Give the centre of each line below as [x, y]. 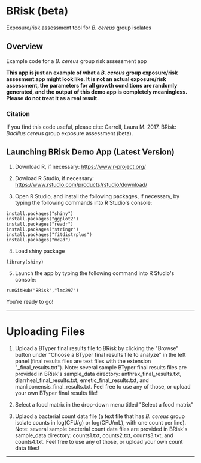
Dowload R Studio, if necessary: [54, 178]
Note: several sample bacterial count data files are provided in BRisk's [101, 429]
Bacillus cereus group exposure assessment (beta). [70, 133]
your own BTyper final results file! [56, 393]
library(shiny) [25, 262]
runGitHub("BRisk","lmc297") [42, 290]
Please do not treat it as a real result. [53, 98]
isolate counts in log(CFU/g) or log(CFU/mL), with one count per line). [100, 422]
